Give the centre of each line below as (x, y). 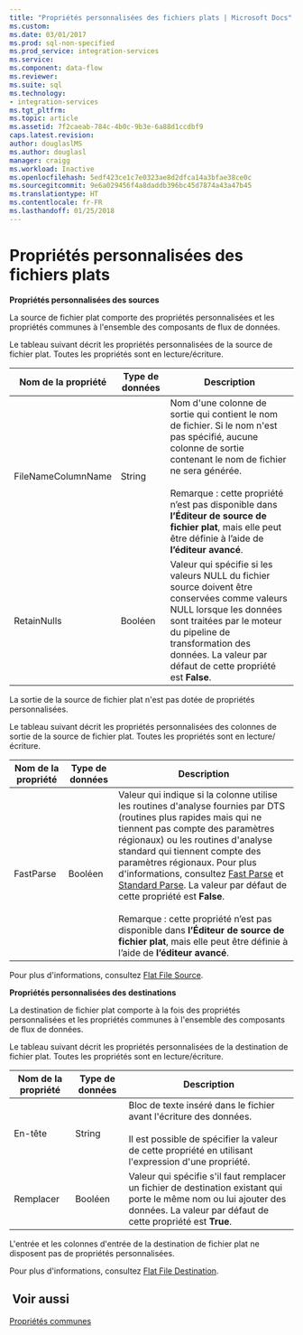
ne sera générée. (206, 471)
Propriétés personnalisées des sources (84, 300)
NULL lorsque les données (226, 609)
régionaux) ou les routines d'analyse (196, 839)
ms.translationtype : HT (54, 194)
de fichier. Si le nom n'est (224, 425)
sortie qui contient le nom (224, 414)
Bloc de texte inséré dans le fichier (202, 1105)
